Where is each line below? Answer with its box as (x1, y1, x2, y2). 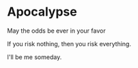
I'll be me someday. (7, 52, 62, 61)
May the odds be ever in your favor (7, 27, 106, 35)
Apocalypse (7, 4, 77, 20)
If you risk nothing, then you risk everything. (7, 39, 132, 48)
